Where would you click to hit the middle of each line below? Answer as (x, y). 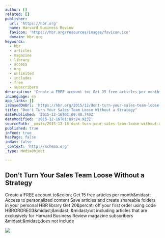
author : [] (16, 10)
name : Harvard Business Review (41, 28)
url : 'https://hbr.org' (34, 23)
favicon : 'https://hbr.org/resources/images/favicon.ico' (70, 32)
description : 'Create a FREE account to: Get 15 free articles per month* (83, 92)
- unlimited (22, 74)
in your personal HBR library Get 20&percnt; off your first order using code (81, 205)
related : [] (17, 14)
